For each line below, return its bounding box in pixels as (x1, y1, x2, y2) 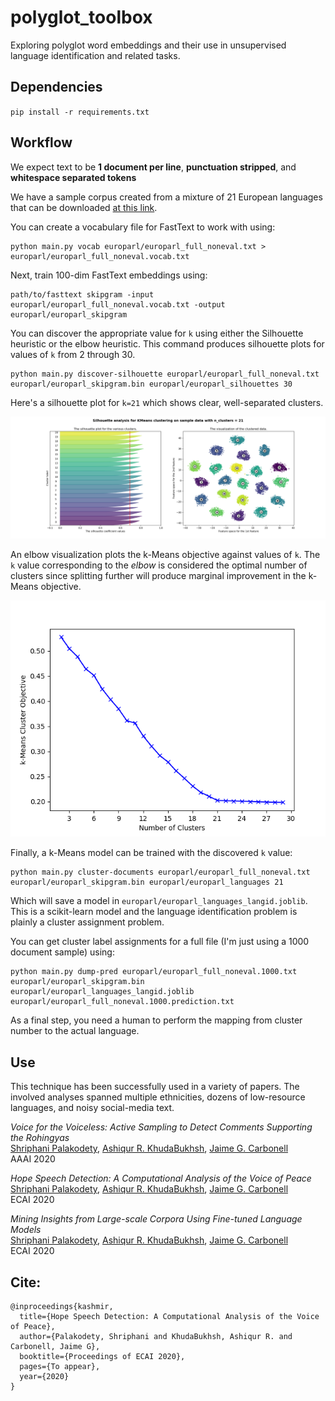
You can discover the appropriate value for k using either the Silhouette (10, 327, 304, 339)
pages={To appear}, (19, 1362, 101, 1372)
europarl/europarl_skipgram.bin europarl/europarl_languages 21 (10, 877, 284, 888)
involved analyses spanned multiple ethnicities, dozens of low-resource (10, 1091, 306, 1103)
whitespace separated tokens (10, 171, 137, 183)
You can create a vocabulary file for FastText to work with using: (10, 221, 276, 233)
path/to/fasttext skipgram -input (10, 289, 155, 300)
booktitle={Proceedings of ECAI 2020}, (19, 1352, 186, 1362)
